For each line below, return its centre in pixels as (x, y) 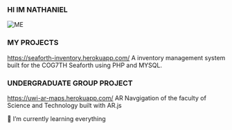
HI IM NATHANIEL (37, 10)
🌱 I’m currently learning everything (56, 118)
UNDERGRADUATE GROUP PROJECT (70, 83)
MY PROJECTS (33, 43)
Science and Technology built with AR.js (65, 105)
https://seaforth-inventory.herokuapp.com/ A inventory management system (116, 57)
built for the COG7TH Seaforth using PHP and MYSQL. (85, 65)
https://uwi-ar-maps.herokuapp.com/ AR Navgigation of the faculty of (107, 98)
